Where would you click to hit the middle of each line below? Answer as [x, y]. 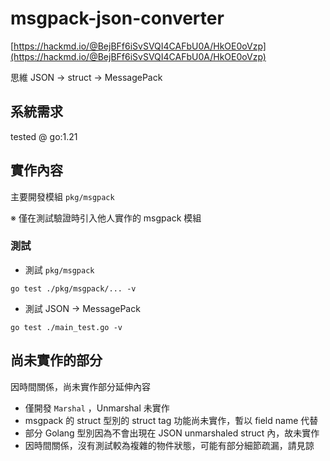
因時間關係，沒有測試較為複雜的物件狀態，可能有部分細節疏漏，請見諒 [169, 445]
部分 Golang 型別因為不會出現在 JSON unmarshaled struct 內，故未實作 [172, 433]
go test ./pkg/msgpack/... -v [73, 288]
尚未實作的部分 [56, 360]
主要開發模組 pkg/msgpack [62, 196]
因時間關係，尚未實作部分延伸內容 [80, 386]
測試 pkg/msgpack [59, 269]
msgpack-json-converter [117, 18]
